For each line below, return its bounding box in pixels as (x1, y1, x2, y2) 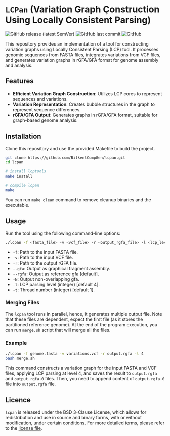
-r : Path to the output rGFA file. (12, 259, 78, 266)
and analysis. (5, 62, 33, 68)
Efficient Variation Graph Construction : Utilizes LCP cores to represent (12, 90, 162, 97)
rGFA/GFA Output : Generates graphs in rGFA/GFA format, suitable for (12, 112, 158, 118)
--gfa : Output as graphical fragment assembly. (12, 265, 110, 271)
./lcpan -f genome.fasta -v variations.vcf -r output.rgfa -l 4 (5, 351, 144, 356)
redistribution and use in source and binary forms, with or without (5, 414, 142, 420)
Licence (5, 396, 31, 404)
